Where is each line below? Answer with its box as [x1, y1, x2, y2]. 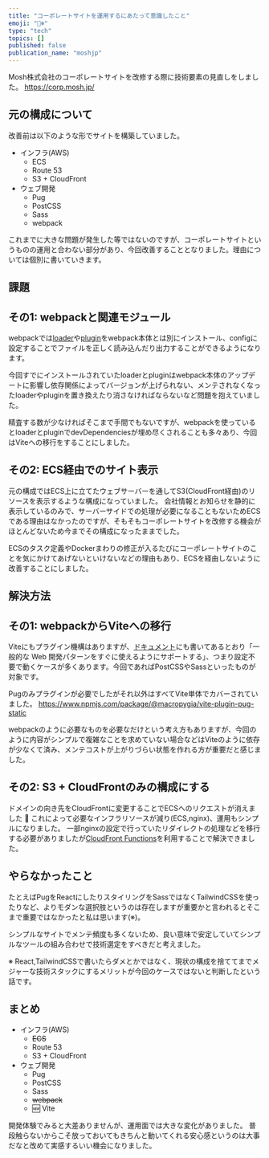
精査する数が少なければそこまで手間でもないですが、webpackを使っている [8, 418, 256, 427]
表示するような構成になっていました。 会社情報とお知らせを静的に [35, 495, 256, 506]
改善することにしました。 [8, 563, 93, 573]
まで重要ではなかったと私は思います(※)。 [8, 912, 145, 922]
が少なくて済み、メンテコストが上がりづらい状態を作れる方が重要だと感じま [8, 744, 262, 755]
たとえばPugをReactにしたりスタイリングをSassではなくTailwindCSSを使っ [8, 892, 259, 902]
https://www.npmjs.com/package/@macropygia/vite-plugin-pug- [38, 699, 255, 709]
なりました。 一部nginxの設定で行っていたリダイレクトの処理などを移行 [22, 823, 261, 833]
